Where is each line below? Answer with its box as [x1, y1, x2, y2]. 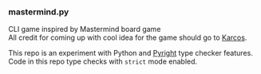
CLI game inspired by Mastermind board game [8, 25, 161, 34]
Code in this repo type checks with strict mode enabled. [8, 56, 198, 66]
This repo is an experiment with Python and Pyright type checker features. [8, 49, 253, 58]
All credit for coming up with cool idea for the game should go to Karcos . [8, 33, 247, 42]
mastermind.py [8, 6, 69, 18]
